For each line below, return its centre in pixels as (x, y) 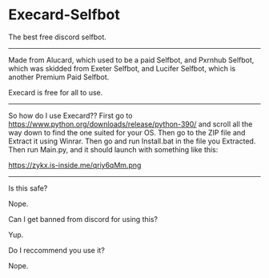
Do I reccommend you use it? (57, 250)
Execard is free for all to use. (56, 92)
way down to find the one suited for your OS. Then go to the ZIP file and (127, 132)
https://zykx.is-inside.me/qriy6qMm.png (75, 165)
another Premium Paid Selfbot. (59, 77)
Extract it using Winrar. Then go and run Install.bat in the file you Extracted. (132, 141)
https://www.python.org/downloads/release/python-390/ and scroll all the (130, 124)
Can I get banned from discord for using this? (83, 219)
